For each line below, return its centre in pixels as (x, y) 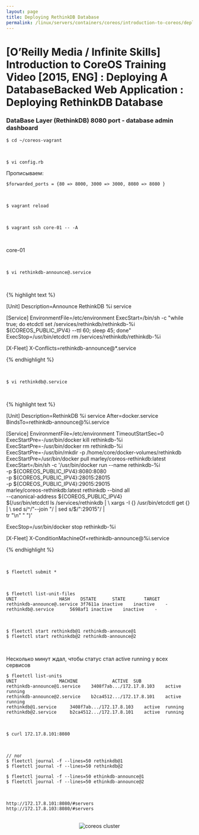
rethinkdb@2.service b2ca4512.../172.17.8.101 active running (95, 712)
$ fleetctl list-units (34, 676)
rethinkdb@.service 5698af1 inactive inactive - (82, 609)
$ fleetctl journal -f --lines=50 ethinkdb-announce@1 (75, 776)
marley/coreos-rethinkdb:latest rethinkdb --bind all (68, 490)
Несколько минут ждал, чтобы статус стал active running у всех (87, 659)
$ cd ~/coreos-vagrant (34, 140)
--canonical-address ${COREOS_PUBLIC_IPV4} (64, 496)
